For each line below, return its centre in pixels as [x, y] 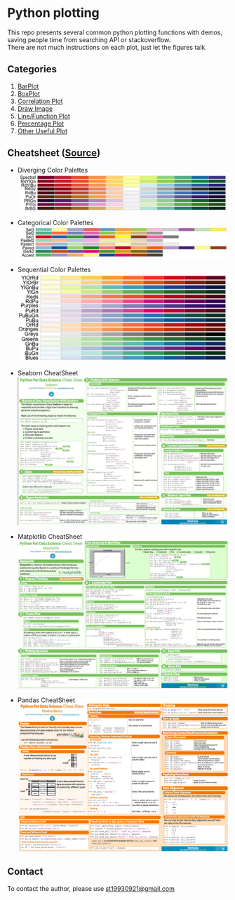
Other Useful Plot [42, 130]
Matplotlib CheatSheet [50, 536]
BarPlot [28, 86]
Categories [32, 69]
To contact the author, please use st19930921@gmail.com [91, 888]
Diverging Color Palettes [53, 170]
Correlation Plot [40, 101]
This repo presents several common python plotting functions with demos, [115, 32]
